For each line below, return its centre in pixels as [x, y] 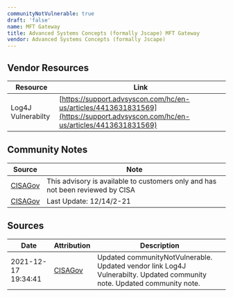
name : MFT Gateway [34, 26]
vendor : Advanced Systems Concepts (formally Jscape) [87, 40]
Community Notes [48, 150]
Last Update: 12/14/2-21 [88, 201]
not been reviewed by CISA [90, 190]
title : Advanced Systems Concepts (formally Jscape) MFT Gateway [103, 33]
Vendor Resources [48, 68]
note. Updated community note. [148, 283]
